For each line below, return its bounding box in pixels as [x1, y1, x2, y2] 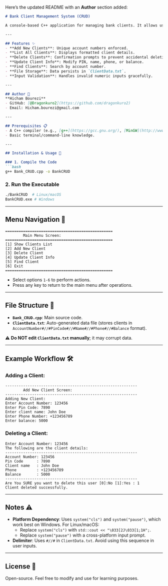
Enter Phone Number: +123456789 [5, 414, 72, 419]
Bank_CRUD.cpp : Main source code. [12, 314, 83, 320]
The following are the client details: [5, 446, 88, 451]
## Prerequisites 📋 [5, 123, 47, 128]
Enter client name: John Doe [5, 410, 66, 415]
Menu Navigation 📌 [5, 215, 66, 224]
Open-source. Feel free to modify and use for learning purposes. [5, 576, 139, 582]
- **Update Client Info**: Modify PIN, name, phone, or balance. [5, 59, 144, 64]
